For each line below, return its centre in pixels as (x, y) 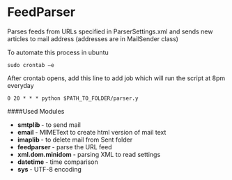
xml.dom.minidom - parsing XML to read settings (89, 154)
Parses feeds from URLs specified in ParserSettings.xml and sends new (110, 31)
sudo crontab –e (31, 65)
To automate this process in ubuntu (58, 52)
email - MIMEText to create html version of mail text (92, 132)
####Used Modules (36, 111)
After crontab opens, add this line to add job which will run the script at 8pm (116, 78)
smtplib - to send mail (49, 125)
